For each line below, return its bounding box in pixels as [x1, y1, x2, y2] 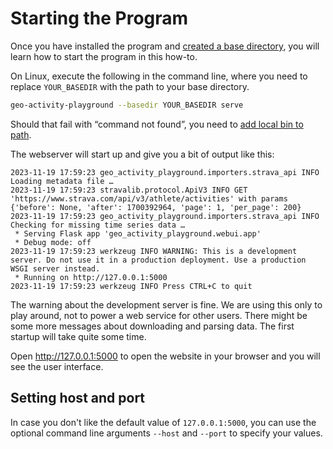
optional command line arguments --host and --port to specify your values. [10, 427, 323, 439]
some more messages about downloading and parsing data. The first [10, 320, 295, 332]
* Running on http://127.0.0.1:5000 [14, 272, 168, 282]
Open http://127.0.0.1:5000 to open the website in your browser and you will [10, 350, 321, 362]
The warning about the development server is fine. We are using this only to [10, 298, 323, 311]
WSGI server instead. [10, 263, 101, 274]
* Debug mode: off [14, 237, 92, 247]
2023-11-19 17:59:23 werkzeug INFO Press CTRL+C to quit [10, 281, 253, 291]
